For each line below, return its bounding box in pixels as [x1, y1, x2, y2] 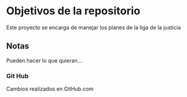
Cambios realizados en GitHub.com [6, 85, 94, 93]
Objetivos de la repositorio [6, 4, 141, 18]
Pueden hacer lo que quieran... [6, 57, 83, 64]
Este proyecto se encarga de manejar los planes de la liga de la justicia [6, 24, 181, 31]
